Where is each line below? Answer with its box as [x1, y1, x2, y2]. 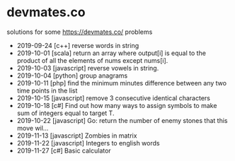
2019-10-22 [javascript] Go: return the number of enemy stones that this [16, 116, 228, 124]
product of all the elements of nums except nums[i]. [16, 56, 168, 64]
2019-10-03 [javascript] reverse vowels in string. [16, 64, 159, 72]
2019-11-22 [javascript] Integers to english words [16, 138, 160, 147]
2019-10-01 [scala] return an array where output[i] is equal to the [16, 49, 207, 57]
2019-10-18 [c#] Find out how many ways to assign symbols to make [16, 101, 217, 109]
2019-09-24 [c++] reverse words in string [16, 41, 139, 49]
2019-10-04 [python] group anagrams [16, 71, 128, 80]
